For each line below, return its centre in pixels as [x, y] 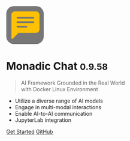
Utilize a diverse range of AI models [59, 101]
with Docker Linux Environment [59, 89]
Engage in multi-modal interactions [58, 107]
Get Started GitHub [30, 131]
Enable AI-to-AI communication [54, 113]
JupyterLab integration [43, 120]
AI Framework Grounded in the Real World [73, 83]
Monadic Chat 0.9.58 [57, 66]
